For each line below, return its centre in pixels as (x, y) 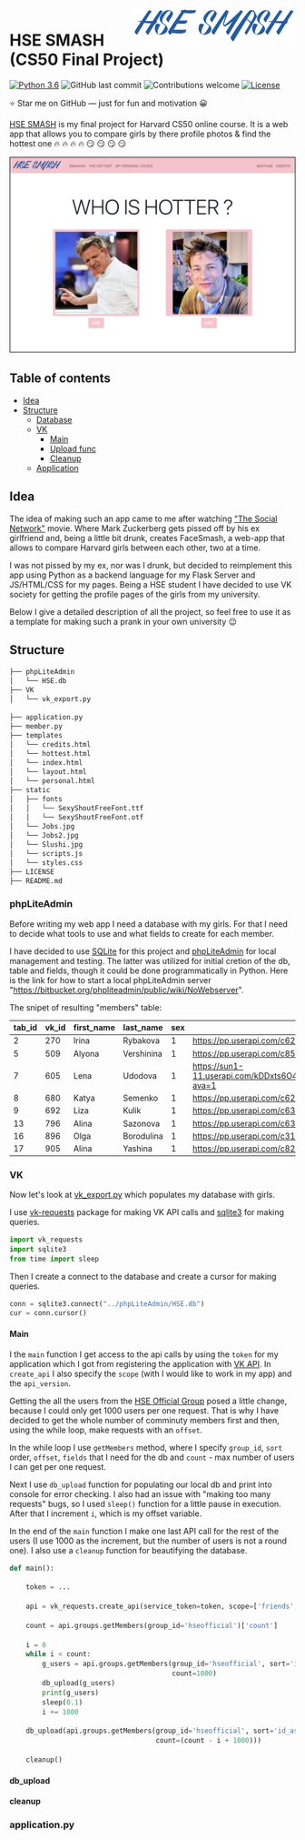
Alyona (86, 1053)
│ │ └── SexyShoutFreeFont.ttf (77, 809)
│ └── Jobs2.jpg (44, 836)
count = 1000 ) (195, 1674)
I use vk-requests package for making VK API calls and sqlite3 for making (147, 1212)
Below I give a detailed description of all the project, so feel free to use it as (150, 611)
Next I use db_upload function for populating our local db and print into (141, 1484)
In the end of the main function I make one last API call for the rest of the (144, 1531)
